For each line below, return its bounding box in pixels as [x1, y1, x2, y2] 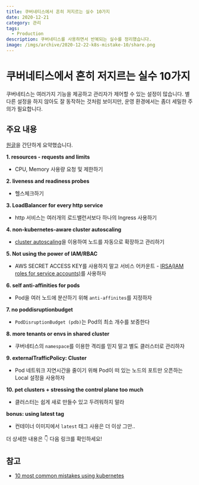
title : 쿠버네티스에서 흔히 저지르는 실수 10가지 [6, 8, 110, 15]
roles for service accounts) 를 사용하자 [14, 269, 106, 277]
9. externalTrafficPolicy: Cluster [6, 354, 87, 361]
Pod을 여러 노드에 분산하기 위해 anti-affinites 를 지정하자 [14, 294, 153, 301]
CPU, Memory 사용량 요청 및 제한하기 [14, 165, 103, 173]
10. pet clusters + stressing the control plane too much [6, 385, 144, 393]
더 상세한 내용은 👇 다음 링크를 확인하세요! [6, 435, 102, 442]
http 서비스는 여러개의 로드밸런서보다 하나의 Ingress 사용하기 [14, 214, 157, 221]
